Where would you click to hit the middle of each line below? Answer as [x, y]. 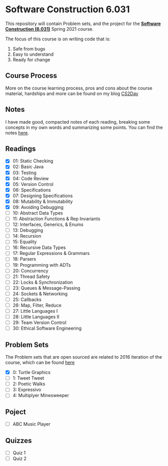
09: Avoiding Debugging [38, 207]
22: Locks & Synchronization [43, 282]
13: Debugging [28, 230]
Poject [16, 412]
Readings [21, 148]
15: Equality [25, 242]
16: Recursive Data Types [39, 248]
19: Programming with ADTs [42, 265]
